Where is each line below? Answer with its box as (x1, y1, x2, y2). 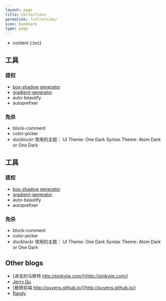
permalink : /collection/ (5, 17, 58, 22)
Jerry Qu (12, 278, 31, 284)
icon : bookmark (5, 21, 37, 27)
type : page (5, 26, 28, 31)
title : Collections (5, 12, 46, 17)
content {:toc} (12, 40, 42, 46)
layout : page (5, 7, 33, 13)
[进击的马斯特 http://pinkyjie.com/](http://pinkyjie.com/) (12, 273, 129, 279)
